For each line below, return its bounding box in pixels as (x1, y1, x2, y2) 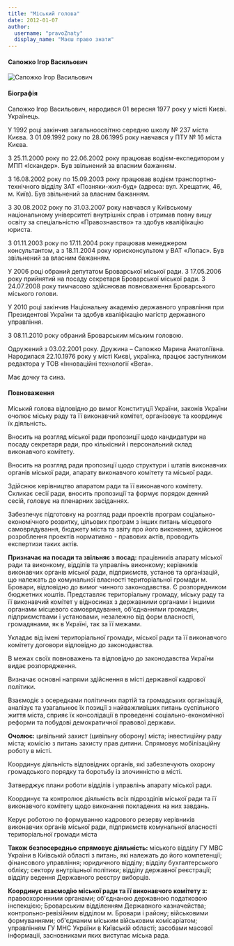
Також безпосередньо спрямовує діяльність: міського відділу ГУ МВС (8, 844, 224, 852)
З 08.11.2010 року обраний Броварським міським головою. (8, 331, 184, 339)
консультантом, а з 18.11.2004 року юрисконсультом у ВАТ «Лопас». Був (8, 246, 224, 254)
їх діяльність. (8, 419, 47, 427)
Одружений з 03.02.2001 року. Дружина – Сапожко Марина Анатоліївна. (8, 344, 225, 352)
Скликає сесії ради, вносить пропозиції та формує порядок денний (8, 489, 209, 497)
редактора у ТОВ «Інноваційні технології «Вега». (8, 359, 153, 368)
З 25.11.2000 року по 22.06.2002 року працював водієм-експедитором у (8, 154, 225, 162)
